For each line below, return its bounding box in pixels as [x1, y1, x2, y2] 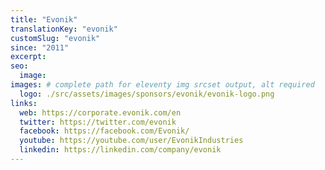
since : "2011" [10, 42, 70, 53]
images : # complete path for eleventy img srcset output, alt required [10, 80, 315, 90]
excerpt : [10, 52, 47, 62]
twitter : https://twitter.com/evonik [19, 117, 177, 127]
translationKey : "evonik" [10, 24, 118, 34]
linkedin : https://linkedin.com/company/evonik [19, 145, 222, 155]
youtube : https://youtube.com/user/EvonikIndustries [19, 136, 244, 146]
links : [10, 98, 38, 108]
